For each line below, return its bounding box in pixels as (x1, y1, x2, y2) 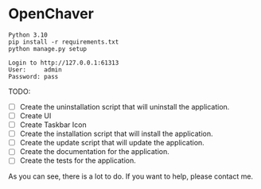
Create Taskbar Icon (19, 120, 87, 129)
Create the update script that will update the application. (19, 138, 205, 148)
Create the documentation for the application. (19, 147, 169, 156)
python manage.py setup (8, 44, 88, 52)
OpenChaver (8, 5, 94, 23)
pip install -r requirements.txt (8, 37, 119, 46)
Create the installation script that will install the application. (19, 129, 213, 139)
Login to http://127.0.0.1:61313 (8, 59, 119, 67)
